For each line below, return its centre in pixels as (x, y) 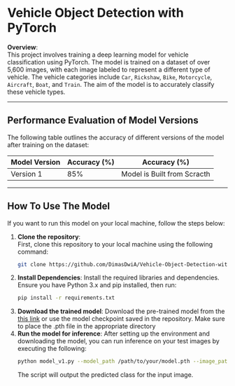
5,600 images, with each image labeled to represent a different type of (109, 69)
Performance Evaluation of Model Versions (103, 120)
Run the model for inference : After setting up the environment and (113, 333)
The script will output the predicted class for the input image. (105, 375)
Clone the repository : (49, 237)
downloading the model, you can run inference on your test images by (119, 341)
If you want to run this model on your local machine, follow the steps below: (116, 223)
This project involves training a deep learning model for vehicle (98, 55)
